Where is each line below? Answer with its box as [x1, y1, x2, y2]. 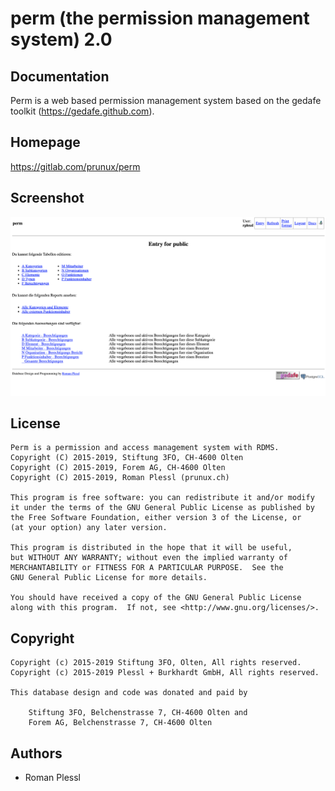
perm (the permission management [10, 7, 310, 30]
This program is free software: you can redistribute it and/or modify [10, 493, 315, 503]
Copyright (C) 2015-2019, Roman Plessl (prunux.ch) [10, 473, 230, 483]
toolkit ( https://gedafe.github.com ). [10, 105, 155, 117]
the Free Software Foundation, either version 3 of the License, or [10, 513, 302, 523]
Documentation [10, 68, 110, 85]
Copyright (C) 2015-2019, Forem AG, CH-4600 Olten [10, 463, 226, 473]
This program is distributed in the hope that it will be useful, [10, 543, 293, 553]
